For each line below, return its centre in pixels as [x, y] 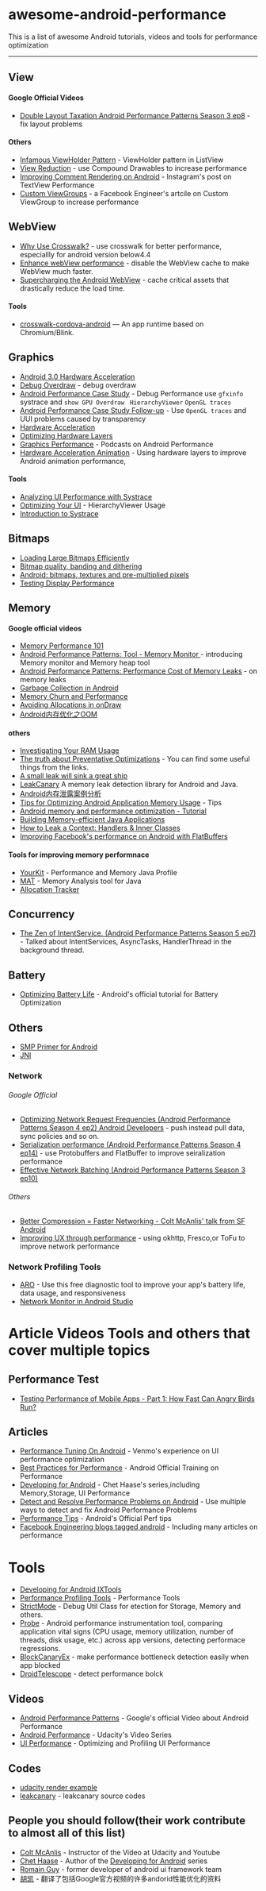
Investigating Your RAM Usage [69, 751]
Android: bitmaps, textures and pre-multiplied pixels [104, 574]
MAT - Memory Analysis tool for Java [80, 881]
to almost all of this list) [67, 1833]
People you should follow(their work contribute [127, 1821]
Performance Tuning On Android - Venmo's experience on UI [119, 1451]
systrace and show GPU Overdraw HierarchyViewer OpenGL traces [125, 402]
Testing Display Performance [67, 583]
